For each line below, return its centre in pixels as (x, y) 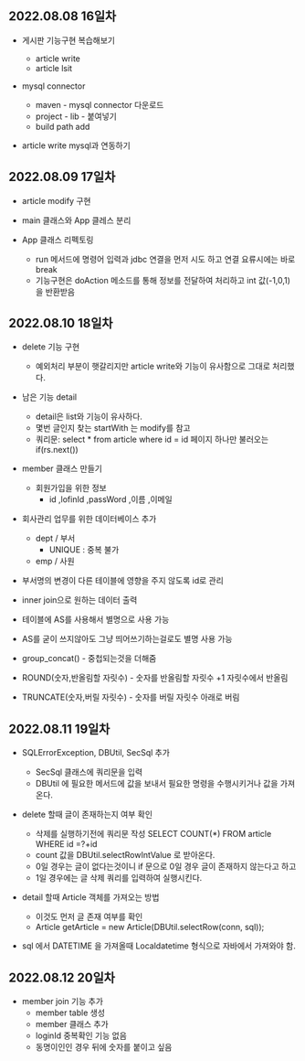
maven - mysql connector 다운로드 (100, 104)
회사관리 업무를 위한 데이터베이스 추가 (89, 519)
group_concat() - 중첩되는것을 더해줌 (89, 659)
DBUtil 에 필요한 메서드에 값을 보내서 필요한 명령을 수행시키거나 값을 (157, 784)
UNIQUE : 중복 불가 (84, 550)
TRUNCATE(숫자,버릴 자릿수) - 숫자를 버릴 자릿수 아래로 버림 (131, 697)
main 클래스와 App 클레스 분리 (76, 220)
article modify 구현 (56, 200)
